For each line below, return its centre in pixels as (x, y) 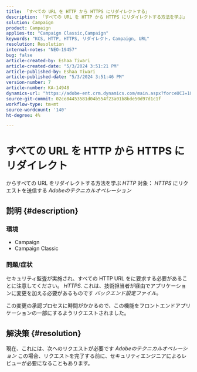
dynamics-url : (23, 93)
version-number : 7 (28, 83)
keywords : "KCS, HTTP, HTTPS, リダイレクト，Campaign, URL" (78, 39)
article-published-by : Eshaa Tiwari (51, 72)
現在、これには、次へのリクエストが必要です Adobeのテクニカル (84, 348)
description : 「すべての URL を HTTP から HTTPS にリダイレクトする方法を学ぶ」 (97, 17)
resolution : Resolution (35, 45)
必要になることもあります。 (60, 363)
